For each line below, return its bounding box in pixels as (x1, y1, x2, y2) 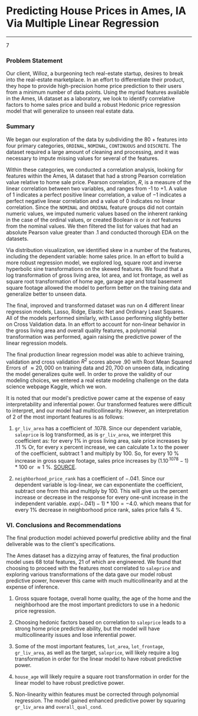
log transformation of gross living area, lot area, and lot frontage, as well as (6, 272, 189, 279)
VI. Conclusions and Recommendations (6, 521, 122, 529)
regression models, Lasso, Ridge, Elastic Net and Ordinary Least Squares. (6, 308, 185, 315)
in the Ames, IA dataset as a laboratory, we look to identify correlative (6, 95, 175, 102)
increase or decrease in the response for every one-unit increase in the (14, 493, 189, 501)
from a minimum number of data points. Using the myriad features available (6, 89, 190, 96)
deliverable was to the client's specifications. (6, 541, 116, 548)
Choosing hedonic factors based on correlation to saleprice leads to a (14, 619, 186, 626)
